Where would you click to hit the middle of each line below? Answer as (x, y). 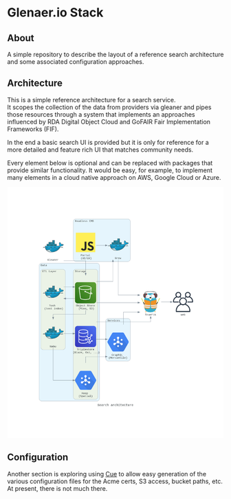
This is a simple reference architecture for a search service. (91, 100)
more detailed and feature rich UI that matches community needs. (100, 150)
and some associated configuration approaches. (76, 62)
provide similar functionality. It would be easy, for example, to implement (110, 170)
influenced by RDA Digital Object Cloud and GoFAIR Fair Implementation (109, 121)
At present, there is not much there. (57, 488)
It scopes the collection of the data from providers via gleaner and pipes (109, 107)
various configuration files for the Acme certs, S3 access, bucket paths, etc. (115, 481)
